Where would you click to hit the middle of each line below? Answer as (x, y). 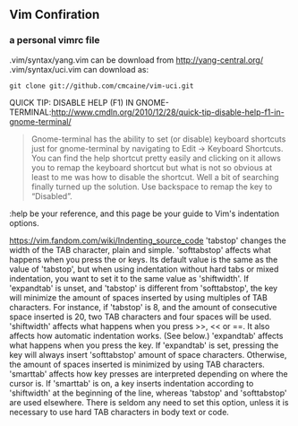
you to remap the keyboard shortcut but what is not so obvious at (152, 167)
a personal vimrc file (55, 40)
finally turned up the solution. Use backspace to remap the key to (152, 187)
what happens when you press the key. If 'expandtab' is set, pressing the (144, 345)
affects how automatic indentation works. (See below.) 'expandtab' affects (146, 335)
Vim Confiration (55, 15)
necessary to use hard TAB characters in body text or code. (119, 412)
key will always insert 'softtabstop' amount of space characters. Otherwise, (148, 354)
